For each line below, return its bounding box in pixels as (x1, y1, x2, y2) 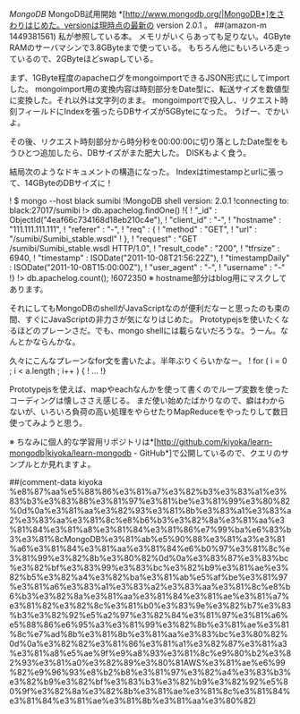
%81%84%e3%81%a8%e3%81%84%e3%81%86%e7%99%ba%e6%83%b (9, 524, 292, 535)
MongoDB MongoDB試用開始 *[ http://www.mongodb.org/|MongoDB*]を (9, 9, 278, 19)
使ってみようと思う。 (9, 418, 88, 428)
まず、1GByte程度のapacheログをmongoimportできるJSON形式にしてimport (9, 72, 290, 83)
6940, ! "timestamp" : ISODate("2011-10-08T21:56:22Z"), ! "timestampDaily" (9, 252, 290, 263)
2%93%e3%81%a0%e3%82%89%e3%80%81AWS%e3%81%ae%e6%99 (9, 658, 286, 667)
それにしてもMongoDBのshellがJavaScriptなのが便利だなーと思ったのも (9, 303, 275, 313)
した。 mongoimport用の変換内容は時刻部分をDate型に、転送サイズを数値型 (9, 84, 290, 94)
